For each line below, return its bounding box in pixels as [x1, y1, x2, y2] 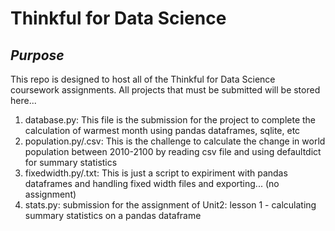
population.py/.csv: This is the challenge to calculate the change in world [24, 135, 326, 147]
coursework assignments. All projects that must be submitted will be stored [10, 84, 321, 96]
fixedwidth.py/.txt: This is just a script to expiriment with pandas [24, 167, 288, 179]
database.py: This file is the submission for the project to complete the [24, 114, 316, 126]
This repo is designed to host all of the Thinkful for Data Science [10, 73, 276, 85]
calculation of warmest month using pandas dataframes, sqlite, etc [24, 125, 301, 136]
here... [10, 95, 37, 106]
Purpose [10, 47, 65, 64]
